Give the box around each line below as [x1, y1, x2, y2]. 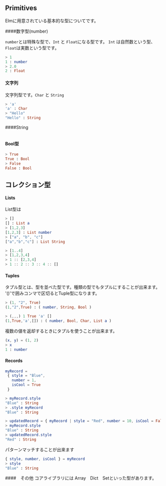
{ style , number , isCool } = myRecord [5, 456, 85, 461]
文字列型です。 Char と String [5, 91, 64, 98]
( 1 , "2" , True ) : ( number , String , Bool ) [5, 305, 92, 310]
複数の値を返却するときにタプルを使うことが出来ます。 [5, 328, 118, 334]
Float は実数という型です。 [5, 44, 59, 51]
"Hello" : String [5, 116, 41, 121]
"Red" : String [5, 437, 37, 442]
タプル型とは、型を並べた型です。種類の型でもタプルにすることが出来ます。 [5, 284, 161, 290]
